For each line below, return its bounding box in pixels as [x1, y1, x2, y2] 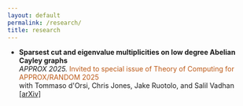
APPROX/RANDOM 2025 [18, 72, 99, 82]
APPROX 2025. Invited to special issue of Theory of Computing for [18, 64, 235, 74]
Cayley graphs [18, 56, 68, 65]
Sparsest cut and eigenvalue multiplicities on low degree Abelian [18, 48, 236, 57]
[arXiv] [18, 90, 41, 99]
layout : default [7, 11, 61, 20]
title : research [7, 26, 61, 34]
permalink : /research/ [7, 19, 82, 27]
